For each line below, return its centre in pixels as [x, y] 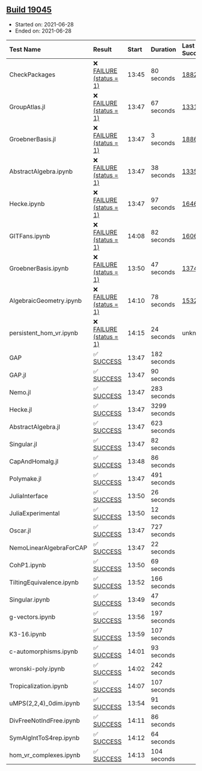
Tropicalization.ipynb [39, 686]
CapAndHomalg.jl [34, 461]
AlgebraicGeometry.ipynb [46, 300]
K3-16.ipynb [28, 634]
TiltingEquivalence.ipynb [44, 582]
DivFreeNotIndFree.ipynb [44, 721]
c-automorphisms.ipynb [44, 651]
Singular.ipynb [29, 599]
